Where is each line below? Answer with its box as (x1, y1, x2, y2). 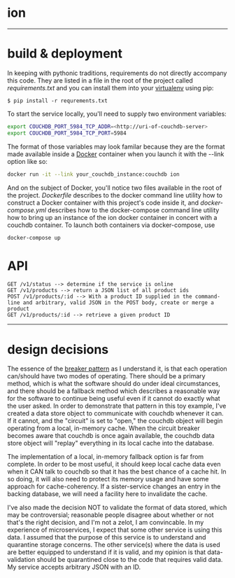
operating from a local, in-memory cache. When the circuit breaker (7, 424, 201, 432)
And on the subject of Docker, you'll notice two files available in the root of (7, 184, 222, 192)
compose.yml (7, 205, 47, 214)
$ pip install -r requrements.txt (7, 97, 108, 104)
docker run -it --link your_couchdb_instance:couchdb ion (7, 170, 180, 178)
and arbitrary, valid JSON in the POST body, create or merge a (22, 299, 215, 306)
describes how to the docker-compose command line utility (48, 205, 220, 214)
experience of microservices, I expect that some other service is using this (7, 525, 222, 534)
